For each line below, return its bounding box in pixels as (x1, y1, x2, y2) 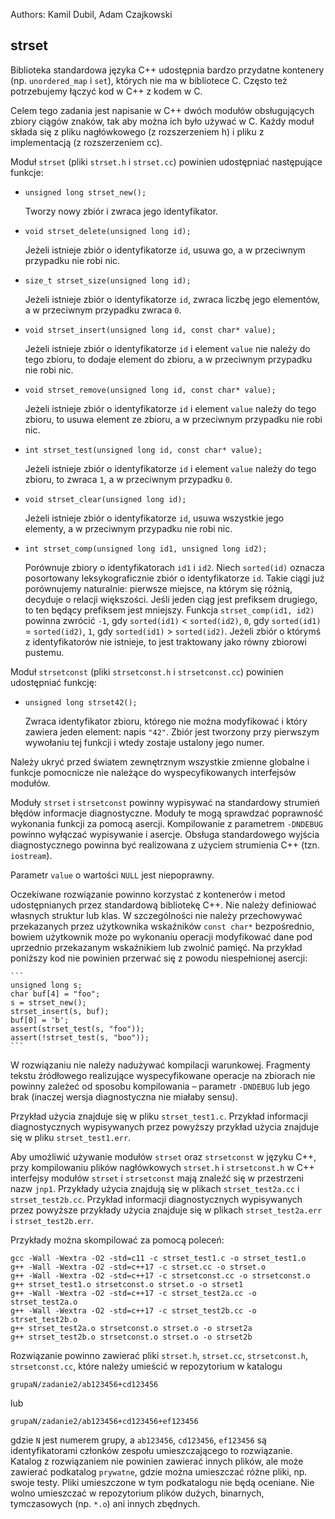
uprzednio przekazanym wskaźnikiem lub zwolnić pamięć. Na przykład (10, 941, 303, 953)
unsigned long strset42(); (24, 697, 138, 708)
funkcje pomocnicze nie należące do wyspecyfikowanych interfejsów (10, 766, 297, 778)
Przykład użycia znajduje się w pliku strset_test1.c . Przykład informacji (10, 1110, 309, 1122)
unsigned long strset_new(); (24, 187, 147, 198)
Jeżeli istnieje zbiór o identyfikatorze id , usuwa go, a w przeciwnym (24, 244, 306, 256)
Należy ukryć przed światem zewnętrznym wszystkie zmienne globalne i (10, 755, 310, 768)
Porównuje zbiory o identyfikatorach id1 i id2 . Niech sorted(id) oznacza (24, 561, 325, 573)
